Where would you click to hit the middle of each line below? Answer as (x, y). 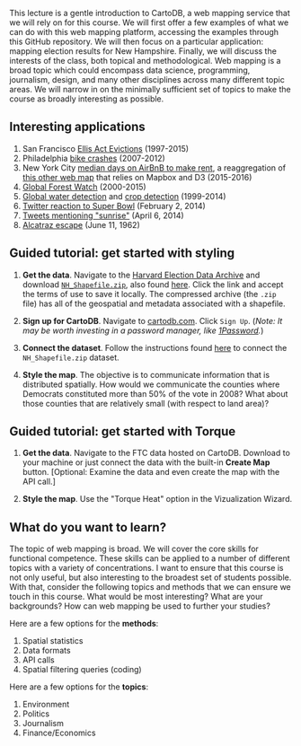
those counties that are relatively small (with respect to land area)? (146, 403)
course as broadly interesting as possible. (87, 99)
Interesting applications (77, 127)
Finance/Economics (59, 733)
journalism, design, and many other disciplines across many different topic (147, 79)
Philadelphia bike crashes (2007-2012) (94, 158)
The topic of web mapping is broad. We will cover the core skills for (134, 549)
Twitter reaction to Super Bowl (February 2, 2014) (114, 206)
